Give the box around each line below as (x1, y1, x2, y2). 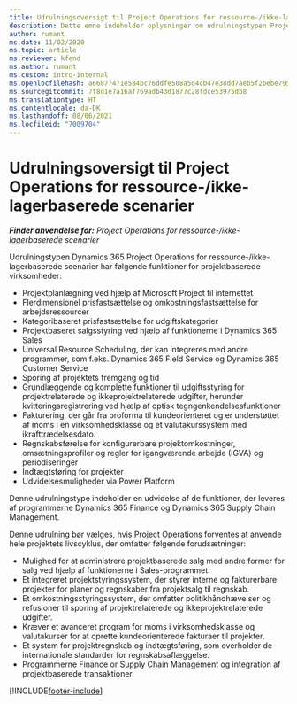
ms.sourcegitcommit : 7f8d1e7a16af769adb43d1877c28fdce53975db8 (9, 87, 247, 96)
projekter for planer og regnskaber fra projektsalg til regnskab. (21, 584, 250, 594)
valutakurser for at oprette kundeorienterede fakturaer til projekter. (21, 631, 265, 641)
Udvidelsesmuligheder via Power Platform (21, 476, 175, 486)
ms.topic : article (9, 46, 77, 55)
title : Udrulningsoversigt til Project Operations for (9, 12, 216, 22)
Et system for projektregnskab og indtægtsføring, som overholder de (21, 639, 273, 651)
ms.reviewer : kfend (9, 54, 81, 63)
